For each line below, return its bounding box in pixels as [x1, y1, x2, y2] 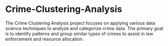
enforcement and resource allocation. [5, 36, 84, 42]
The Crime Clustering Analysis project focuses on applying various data [5, 20, 156, 26]
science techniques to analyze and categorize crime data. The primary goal [5, 25, 163, 31]
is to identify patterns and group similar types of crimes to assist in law [5, 30, 153, 36]
